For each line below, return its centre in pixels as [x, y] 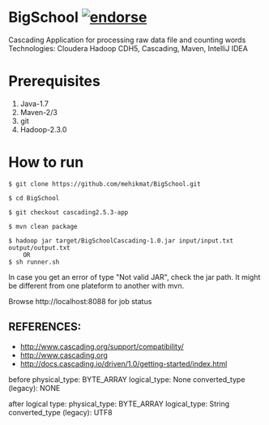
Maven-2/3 [39, 112]
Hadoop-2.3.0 [43, 129]
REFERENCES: [45, 327]
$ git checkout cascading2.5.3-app [68, 212]
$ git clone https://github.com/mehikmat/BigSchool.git [105, 184]
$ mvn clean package [43, 226]
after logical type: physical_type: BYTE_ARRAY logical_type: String [119, 404]
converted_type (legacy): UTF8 [60, 412]
